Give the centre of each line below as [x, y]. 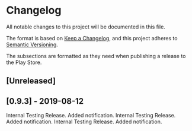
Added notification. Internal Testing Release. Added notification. [84, 122]
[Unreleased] [31, 81]
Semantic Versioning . [32, 44]
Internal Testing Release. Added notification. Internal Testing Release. [91, 116]
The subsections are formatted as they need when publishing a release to [96, 56]
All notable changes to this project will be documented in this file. [86, 27]
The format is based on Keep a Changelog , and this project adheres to [92, 38]
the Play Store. [24, 62]
